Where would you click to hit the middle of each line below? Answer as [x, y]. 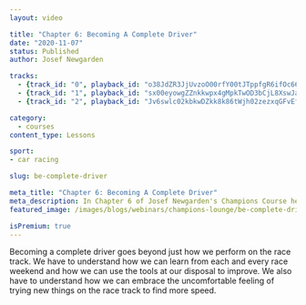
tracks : [24, 76]
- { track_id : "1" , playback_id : [79, 93]
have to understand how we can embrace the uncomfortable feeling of [142, 281]
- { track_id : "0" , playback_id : [79, 85]
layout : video [36, 18]
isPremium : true [40, 226]
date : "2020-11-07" [46, 43]
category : [28, 118]
